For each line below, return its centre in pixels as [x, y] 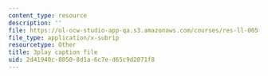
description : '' [35, 23]
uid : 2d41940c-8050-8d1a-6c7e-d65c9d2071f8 [82, 60]
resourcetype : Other [43, 45]
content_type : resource [48, 15]
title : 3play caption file [53, 52]
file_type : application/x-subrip [64, 38]
